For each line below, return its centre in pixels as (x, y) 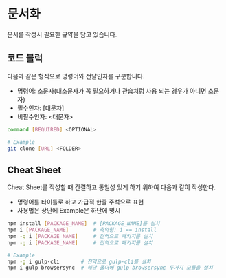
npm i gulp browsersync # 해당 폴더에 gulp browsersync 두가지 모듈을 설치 (110, 268)
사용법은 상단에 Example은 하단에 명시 (69, 211)
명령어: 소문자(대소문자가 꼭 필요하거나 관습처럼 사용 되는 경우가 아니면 (112, 91)
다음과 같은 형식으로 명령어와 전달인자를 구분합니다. (76, 76)
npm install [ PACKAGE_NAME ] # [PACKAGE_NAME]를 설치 (83, 224)
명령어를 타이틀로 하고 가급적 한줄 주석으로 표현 (80, 202)
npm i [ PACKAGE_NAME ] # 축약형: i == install (82, 230)
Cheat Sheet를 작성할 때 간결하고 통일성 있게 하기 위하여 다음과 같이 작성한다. (112, 187)
